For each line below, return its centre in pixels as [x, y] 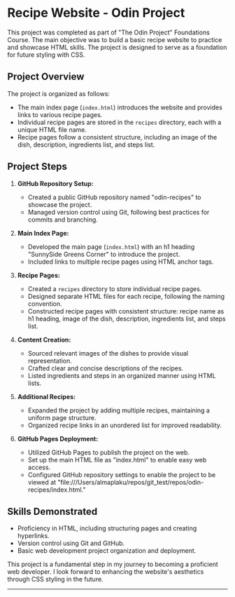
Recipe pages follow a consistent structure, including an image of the [117, 137]
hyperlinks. [34, 536]
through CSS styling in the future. [55, 579]
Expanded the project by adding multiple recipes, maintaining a [119, 410]
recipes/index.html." [57, 490]
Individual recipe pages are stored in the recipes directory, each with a [119, 122]
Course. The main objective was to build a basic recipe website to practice [115, 39]
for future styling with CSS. [46, 55]
